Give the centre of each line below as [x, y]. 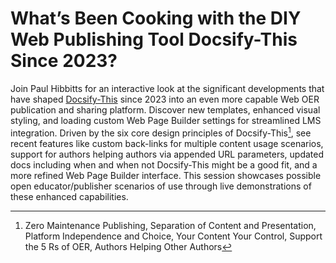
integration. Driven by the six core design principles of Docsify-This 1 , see [161, 132]
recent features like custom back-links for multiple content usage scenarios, [167, 143]
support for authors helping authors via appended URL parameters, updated [167, 154]
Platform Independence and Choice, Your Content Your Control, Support [173, 236]
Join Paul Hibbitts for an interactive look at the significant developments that [167, 88]
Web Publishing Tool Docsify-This [154, 39]
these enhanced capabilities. [69, 196]
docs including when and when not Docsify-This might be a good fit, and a [164, 164]
